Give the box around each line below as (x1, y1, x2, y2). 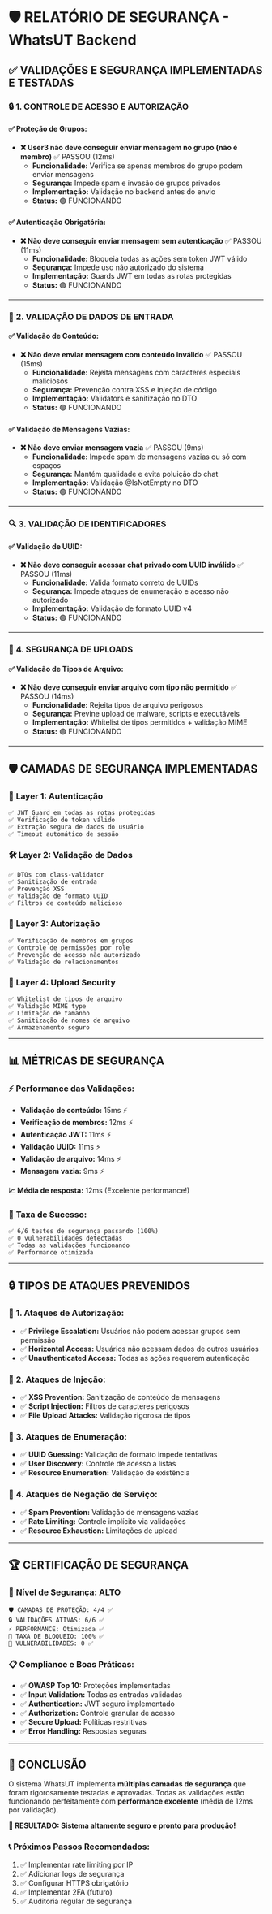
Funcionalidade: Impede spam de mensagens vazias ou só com (32, 452, 247, 461)
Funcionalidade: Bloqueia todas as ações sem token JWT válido (32, 253, 248, 263)
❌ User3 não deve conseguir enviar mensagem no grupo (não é (19, 142, 238, 152)
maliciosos (32, 376, 69, 386)
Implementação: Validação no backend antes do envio (32, 186, 216, 197)
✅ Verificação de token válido (8, 816, 116, 825)
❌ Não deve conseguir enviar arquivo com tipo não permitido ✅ (19, 682, 237, 692)
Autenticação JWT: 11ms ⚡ (19, 1129, 112, 1139)
